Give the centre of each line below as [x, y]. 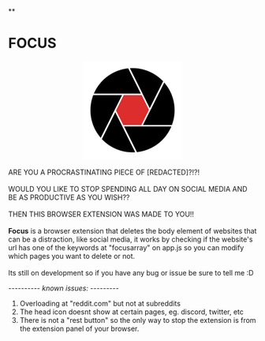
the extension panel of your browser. [79, 328]
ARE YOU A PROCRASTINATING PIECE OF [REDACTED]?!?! [104, 172]
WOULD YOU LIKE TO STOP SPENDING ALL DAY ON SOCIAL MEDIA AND [128, 189]
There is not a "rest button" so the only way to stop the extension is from [138, 320]
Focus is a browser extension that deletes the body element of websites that [132, 230]
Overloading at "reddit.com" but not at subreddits [100, 303]
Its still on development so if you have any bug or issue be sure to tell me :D [131, 272]
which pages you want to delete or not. [72, 256]
